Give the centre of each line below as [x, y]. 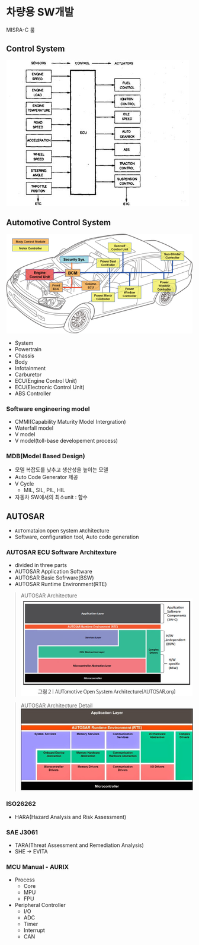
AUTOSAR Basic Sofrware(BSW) [54, 578]
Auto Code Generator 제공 [46, 477]
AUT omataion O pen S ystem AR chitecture [62, 531]
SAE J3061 [22, 832]
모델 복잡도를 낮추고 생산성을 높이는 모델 [61, 470]
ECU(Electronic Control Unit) [49, 387]
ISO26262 [21, 804]
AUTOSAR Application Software [54, 572]
